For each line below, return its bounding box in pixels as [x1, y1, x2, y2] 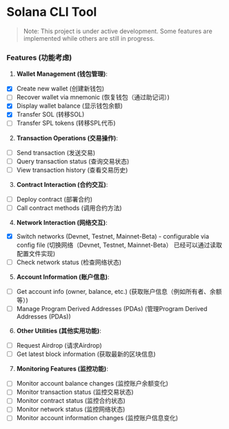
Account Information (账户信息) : [16, 272, 110, 281]
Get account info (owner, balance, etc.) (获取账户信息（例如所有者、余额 [16, 287, 222, 295]
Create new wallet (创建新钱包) [16, 84, 105, 93]
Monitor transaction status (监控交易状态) [16, 388, 134, 397]
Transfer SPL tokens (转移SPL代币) [16, 119, 116, 128]
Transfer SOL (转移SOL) [16, 110, 85, 119]
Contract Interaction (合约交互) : [16, 180, 108, 188]
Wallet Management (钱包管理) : [16, 70, 108, 78]
